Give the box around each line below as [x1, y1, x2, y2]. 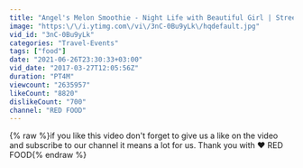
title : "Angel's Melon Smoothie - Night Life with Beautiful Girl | [9, 13, 272, 23]
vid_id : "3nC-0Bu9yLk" [9, 30, 95, 39]
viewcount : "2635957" [9, 80, 91, 89]
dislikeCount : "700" [9, 97, 87, 107]
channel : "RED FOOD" [9, 106, 87, 115]
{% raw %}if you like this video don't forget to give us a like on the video [9, 130, 279, 141]
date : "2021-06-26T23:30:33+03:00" [9, 55, 143, 64]
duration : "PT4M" [9, 72, 75, 81]
